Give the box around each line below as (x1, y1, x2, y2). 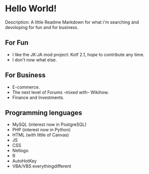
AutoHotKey (12, 158, 37, 164)
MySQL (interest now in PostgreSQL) (12, 122, 87, 127)
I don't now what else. (12, 57, 57, 63)
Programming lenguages (5, 108, 82, 117)
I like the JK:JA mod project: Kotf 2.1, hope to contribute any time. (12, 51, 145, 57)
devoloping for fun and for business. (5, 24, 78, 30)
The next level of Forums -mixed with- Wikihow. (12, 89, 109, 95)
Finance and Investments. (12, 94, 65, 100)
